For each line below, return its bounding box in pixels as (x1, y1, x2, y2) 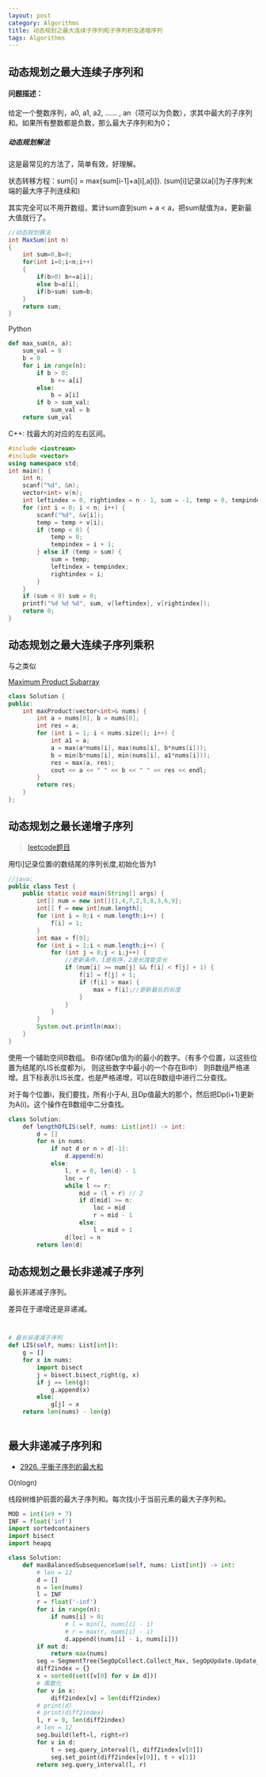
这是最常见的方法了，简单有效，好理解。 (8, 159, 140, 168)
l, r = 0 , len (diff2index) (36, 1717, 126, 1725)
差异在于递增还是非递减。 (8, 1304, 92, 1314)
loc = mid (93, 1204, 126, 1212)
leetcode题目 (27, 842, 71, 852)
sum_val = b (50, 406, 90, 414)
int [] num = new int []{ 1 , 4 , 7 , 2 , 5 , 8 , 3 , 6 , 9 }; (36, 897, 183, 906)
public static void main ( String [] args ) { (22, 890, 165, 898)
